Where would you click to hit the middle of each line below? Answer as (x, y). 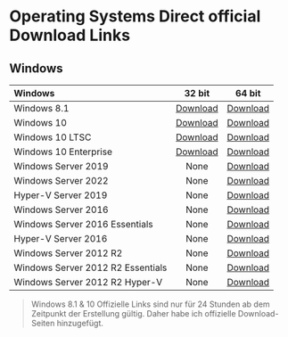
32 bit (197, 93)
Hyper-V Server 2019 (61, 195)
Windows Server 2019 (61, 166)
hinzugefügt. (80, 323)
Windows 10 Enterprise (63, 152)
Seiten (43, 323)
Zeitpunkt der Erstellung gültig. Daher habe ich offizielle (133, 313)
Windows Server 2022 (61, 181)
